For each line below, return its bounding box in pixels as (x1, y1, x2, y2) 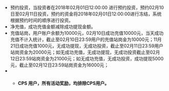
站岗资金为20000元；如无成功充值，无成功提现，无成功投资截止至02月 (10, 49, 160, 55)
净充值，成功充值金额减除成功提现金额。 (10, 24, 96, 30)
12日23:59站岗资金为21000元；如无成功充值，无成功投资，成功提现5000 (10, 56, 164, 61)
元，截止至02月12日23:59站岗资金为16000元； (10, 62, 109, 68)
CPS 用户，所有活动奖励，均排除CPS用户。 (17, 80, 110, 86)
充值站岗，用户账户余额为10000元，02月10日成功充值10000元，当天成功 (10, 30, 164, 36)
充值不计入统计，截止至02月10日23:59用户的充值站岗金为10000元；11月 (10, 36, 162, 42)
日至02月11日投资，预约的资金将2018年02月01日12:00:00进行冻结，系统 (10, 11, 162, 17)
